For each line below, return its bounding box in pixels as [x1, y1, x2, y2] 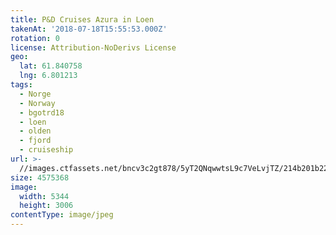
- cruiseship [19, 145, 74, 155]
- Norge [19, 89, 52, 99]
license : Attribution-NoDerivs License [10, 42, 177, 53]
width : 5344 [19, 191, 70, 201]
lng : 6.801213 [19, 71, 78, 81]
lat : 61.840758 [19, 61, 83, 71]
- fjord [19, 136, 52, 146]
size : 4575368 [10, 172, 70, 183]
